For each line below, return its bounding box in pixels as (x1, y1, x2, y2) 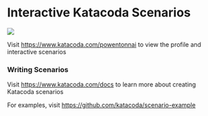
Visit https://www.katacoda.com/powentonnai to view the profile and (7, 40, 201, 49)
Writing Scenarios (7, 65, 69, 74)
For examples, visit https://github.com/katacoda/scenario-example (7, 101, 196, 109)
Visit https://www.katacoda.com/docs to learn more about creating (7, 80, 196, 89)
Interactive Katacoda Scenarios (7, 5, 191, 21)
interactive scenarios (7, 47, 67, 56)
